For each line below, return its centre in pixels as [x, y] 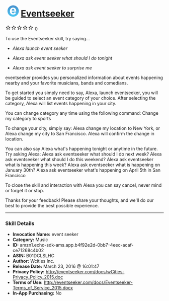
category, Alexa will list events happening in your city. [61, 103]
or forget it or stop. [25, 190]
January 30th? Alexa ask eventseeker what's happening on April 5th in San [83, 170]
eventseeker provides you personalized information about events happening [84, 78]
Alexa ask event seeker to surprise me [52, 67]
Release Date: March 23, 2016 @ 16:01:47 [56, 266]
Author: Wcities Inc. [33, 261]
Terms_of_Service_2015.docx [43, 288]
